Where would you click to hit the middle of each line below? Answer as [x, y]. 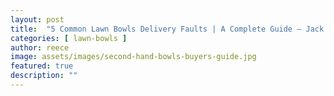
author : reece [40, 47]
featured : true [42, 66]
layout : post [37, 19]
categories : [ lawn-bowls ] [69, 38]
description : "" [44, 76]
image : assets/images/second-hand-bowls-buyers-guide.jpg [133, 57]
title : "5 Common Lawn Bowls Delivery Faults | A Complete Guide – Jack [167, 29]
